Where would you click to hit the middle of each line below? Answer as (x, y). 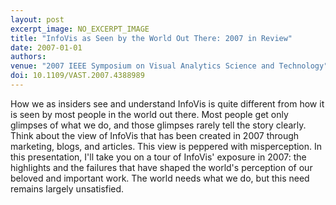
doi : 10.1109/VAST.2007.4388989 (77, 76)
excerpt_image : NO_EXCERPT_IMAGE (80, 29)
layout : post (37, 19)
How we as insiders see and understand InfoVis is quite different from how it (167, 103)
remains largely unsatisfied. (67, 188)
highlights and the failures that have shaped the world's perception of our (161, 167)
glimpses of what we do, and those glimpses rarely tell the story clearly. (158, 125)
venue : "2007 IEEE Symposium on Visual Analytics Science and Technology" (169, 66)
